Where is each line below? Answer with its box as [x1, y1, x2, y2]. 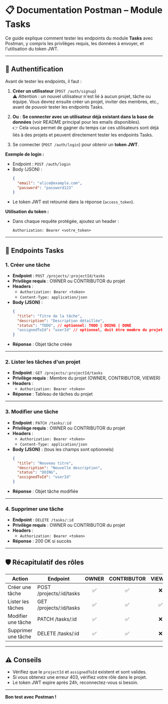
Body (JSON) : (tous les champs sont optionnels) [12, 446, 114, 452]
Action [11, 575, 28, 582]
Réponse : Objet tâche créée [12, 341, 72, 347]
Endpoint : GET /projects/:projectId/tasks [12, 370, 103, 376]
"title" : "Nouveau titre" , [17, 461, 73, 466]
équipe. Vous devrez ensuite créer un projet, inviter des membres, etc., [12, 99, 159, 105]
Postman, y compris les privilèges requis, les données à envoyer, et [5, 40, 144, 46]
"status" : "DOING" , [17, 470, 58, 475]
